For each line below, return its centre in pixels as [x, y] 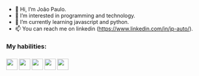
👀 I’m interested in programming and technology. [75, 16]
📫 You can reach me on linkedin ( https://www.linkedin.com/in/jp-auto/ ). [104, 29]
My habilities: [26, 46]
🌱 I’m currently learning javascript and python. [72, 22]
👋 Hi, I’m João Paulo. [40, 9]
